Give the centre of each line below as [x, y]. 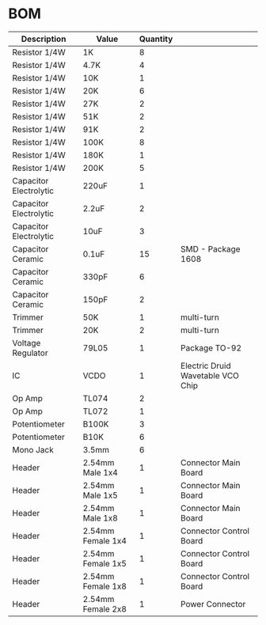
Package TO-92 [211, 347]
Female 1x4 [104, 540]
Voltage [27, 343]
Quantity [156, 39]
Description [44, 39]
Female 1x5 [104, 563]
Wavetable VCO [210, 375]
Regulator [30, 353]
